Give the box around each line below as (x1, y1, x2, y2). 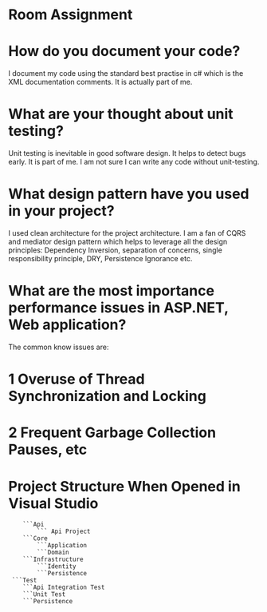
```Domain (37, 549, 69, 557)
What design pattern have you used (8, 185, 249, 203)
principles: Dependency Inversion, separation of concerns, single (8, 245, 223, 255)
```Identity (37, 562, 77, 570)
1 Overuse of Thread (8, 370, 145, 388)
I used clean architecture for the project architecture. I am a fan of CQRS (8, 229, 246, 237)
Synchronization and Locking (8, 387, 207, 405)
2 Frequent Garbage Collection (8, 423, 217, 442)
